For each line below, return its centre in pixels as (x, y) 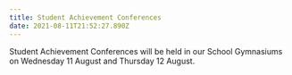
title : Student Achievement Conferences (86, 17)
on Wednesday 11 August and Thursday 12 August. (102, 61)
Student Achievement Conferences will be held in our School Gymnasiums (146, 51)
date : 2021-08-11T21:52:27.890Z (69, 26)
